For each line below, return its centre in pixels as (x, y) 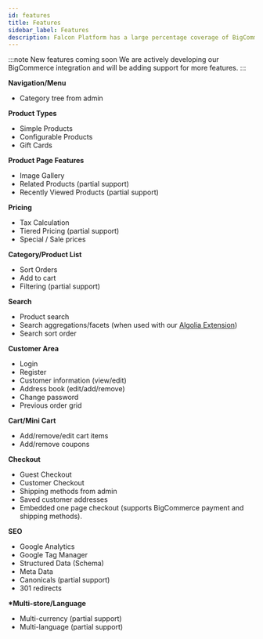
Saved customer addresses (63, 499)
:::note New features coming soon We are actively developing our (113, 60)
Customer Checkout (52, 483)
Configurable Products (56, 137)
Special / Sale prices (52, 239)
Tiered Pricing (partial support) (69, 231)
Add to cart (38, 278)
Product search (44, 317)
